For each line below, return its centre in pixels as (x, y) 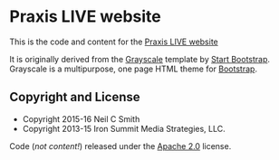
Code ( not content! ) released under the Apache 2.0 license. (120, 146)
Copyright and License (75, 97)
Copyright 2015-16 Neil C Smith (81, 118)
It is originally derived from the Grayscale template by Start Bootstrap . (139, 59)
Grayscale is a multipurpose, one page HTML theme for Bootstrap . (134, 69)
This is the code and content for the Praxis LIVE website (114, 42)
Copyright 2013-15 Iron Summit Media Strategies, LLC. (124, 128)
